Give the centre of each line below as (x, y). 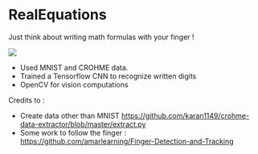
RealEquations (57, 15)
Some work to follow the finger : (73, 132)
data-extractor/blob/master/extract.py (83, 124)
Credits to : (27, 100)
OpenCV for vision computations (74, 84)
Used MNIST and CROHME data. (74, 67)
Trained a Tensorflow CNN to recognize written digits (108, 76)
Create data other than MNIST (70, 115)
